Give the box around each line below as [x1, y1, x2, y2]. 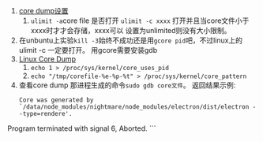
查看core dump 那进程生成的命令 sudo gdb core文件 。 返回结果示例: [18, 80, 236, 90]
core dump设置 [18, 6, 69, 15]
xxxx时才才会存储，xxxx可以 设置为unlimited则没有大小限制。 [30, 26, 231, 35]
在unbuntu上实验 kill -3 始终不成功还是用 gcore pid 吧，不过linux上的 [18, 35, 242, 45]
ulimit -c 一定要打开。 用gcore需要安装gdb [18, 46, 158, 54]
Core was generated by [18, 96, 94, 104]
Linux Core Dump [18, 54, 77, 64]
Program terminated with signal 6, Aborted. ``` [7, 124, 156, 133]
